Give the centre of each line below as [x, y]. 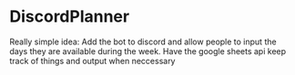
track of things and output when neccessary [92, 61]
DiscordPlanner [70, 17]
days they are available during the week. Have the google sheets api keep [148, 51]
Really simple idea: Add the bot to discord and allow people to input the [143, 42]
